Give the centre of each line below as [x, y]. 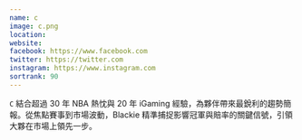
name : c [24, 18]
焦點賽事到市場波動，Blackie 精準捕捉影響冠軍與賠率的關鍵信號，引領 [163, 115]
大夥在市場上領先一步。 [53, 126]
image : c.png [34, 26]
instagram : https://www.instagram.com [83, 69]
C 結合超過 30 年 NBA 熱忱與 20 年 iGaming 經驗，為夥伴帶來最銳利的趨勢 [146, 103]
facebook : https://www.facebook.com [78, 51]
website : [26, 43]
